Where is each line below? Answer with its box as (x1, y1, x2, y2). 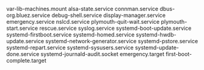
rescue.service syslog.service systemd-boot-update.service (39, 24, 192, 32)
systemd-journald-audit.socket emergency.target (40, 51, 165, 57)
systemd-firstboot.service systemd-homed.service (6, 31, 135, 38)
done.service (6, 51, 40, 57)
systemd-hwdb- (136, 31, 177, 38)
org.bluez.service (6, 12, 51, 19)
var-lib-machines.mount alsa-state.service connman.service (6, 5, 159, 12)
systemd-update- (134, 44, 179, 51)
